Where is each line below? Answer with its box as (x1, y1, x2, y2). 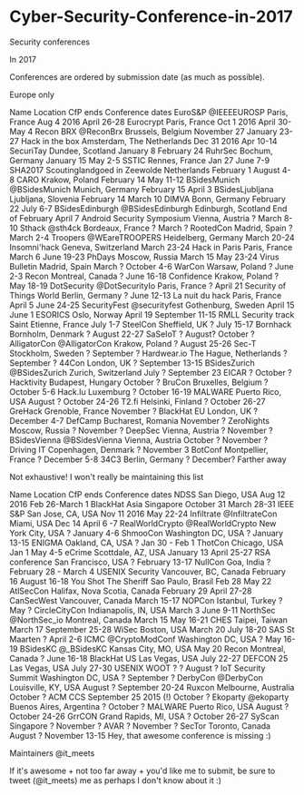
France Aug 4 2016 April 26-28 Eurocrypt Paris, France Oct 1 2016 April (9, 116, 277, 127)
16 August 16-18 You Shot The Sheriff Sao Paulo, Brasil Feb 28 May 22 (9, 575, 272, 586)
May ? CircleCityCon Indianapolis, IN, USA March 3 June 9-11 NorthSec (9, 604, 276, 615)
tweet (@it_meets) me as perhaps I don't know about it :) (9, 774, 222, 786)
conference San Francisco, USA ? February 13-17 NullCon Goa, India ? (9, 556, 271, 567)
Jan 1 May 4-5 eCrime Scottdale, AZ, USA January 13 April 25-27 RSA (9, 546, 270, 557)
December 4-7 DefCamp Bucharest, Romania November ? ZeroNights (9, 415, 270, 426)
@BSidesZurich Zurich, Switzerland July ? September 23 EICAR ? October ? (9, 367, 292, 378)
